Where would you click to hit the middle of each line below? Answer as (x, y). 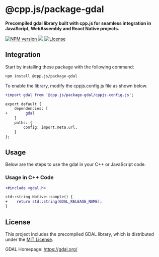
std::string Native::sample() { (39, 197)
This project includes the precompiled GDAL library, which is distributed (80, 234)
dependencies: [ (31, 109)
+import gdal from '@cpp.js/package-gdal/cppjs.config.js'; (70, 95)
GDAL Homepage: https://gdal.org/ (42, 249)
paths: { (23, 123)
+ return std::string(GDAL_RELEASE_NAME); (54, 202)
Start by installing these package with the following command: (70, 67)
